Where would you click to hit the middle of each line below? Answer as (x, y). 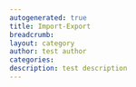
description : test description (68, 69)
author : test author (49, 52)
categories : (32, 60)
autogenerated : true (49, 18)
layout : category (42, 43)
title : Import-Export (50, 26)
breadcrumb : (32, 34)
